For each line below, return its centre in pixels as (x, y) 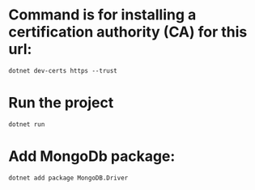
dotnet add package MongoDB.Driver (68, 178)
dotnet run (27, 124)
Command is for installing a (102, 15)
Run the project (61, 103)
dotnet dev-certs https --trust (63, 70)
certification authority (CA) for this (128, 32)
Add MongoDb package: (92, 156)
